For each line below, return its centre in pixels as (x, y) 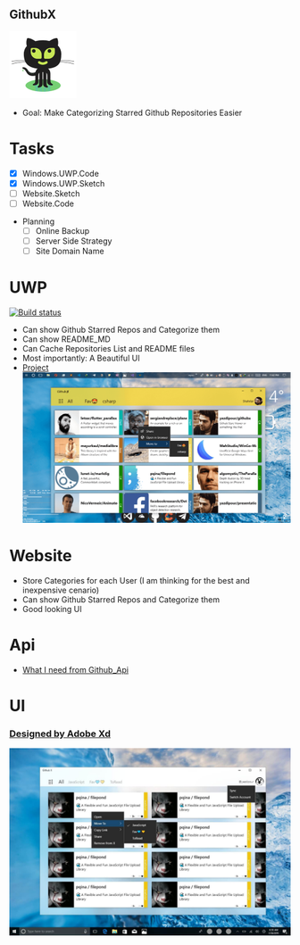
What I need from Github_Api (75, 669)
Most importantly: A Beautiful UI (81, 358)
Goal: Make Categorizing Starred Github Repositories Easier (132, 112)
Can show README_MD (67, 339)
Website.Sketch (51, 193)
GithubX (33, 15)
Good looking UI (52, 609)
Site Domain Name (70, 251)
